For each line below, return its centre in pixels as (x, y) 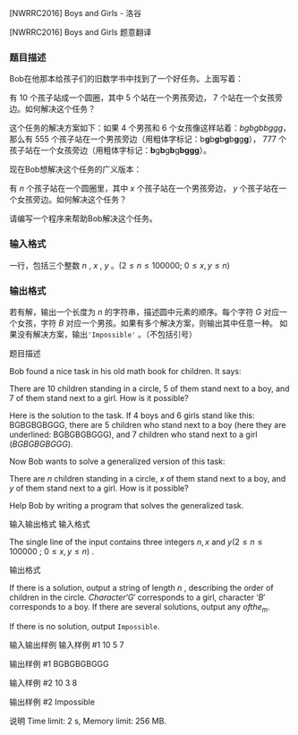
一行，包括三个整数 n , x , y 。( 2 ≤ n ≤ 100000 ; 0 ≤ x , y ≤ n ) (120, 265)
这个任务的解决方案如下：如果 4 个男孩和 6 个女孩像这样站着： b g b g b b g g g (146, 128)
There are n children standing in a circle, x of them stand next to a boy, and (148, 478)
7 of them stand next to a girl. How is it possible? (99, 397)
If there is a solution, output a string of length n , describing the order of (142, 587)
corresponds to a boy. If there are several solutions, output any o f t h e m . (140, 607)
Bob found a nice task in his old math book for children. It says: (125, 371)
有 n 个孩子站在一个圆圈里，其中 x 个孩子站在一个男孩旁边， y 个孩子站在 (144, 188)
